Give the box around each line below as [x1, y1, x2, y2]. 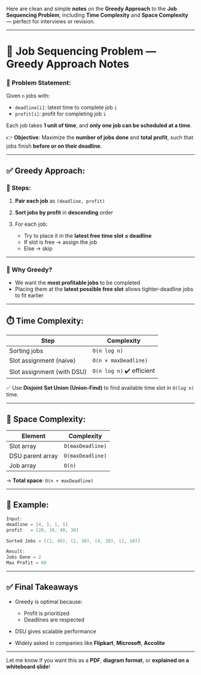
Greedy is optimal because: [14, 598, 83, 605]
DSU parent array [9, 452, 59, 460]
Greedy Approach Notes [6, 57, 130, 71]
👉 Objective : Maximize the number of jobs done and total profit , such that [6, 134, 194, 141]
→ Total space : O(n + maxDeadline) [6, 477, 94, 484]
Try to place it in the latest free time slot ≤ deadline [23, 232, 152, 240]
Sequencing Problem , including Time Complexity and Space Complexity [6, 11, 188, 19]
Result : [6, 549, 26, 555]
